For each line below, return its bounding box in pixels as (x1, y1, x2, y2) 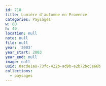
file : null (5, 40, 28, 46)
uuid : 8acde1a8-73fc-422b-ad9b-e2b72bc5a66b (5, 64, 101, 69)
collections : (5, 69, 33, 74)
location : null (5, 31, 38, 36)
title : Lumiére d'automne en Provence (5, 12, 87, 17)
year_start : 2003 (5, 50, 42, 55)
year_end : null (5, 54, 38, 60)
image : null (5, 59, 30, 64)
